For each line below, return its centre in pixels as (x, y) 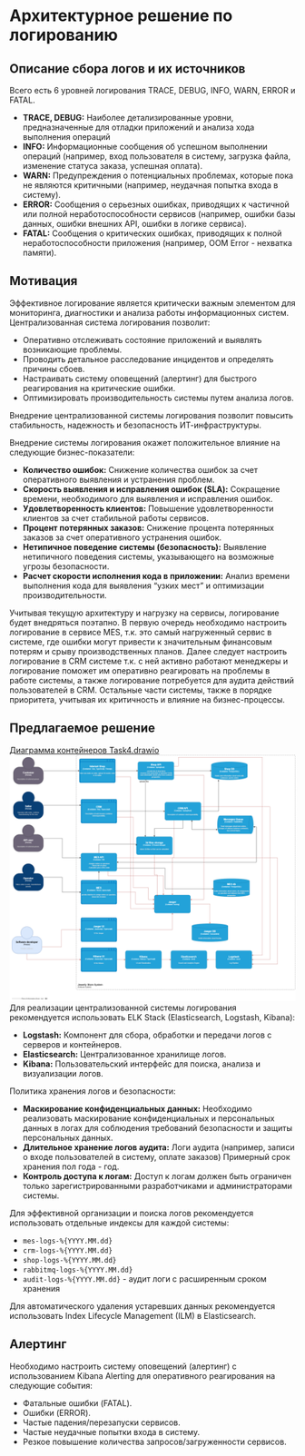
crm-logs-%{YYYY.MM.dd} (68, 1250)
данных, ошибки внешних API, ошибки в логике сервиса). (134, 224)
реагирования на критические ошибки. (99, 388)
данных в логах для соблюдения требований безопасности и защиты (157, 1127)
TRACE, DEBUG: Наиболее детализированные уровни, (128, 118)
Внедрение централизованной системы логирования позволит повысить (151, 415)
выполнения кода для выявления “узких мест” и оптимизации (143, 585)
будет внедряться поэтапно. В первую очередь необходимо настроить (148, 622)
